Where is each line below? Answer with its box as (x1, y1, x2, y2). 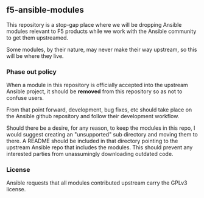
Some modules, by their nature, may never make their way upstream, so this (6, 46, 197, 53)
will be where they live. (6, 52, 64, 60)
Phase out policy (6, 67, 57, 76)
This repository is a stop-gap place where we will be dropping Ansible (6, 21, 182, 28)
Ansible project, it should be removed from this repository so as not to (6, 88, 183, 95)
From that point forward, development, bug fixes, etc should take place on (6, 106, 192, 113)
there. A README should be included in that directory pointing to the (6, 137, 178, 145)
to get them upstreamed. (6, 34, 69, 41)
